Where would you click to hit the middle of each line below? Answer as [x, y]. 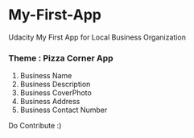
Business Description [55, 84]
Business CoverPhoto [56, 93]
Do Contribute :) [35, 126]
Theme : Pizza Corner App [61, 58]
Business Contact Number [64, 110]
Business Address [50, 102]
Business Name [46, 76]
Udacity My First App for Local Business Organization [97, 37]
